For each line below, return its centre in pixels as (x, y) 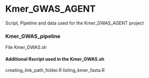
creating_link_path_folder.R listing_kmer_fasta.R (55, 70)
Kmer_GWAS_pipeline (33, 36)
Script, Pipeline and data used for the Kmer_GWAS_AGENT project (74, 23)
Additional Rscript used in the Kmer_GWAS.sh (55, 59)
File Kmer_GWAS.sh (26, 47)
